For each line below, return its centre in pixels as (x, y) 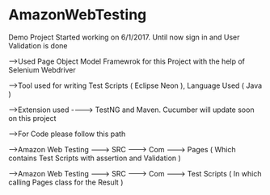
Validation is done (38, 45)
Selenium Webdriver (42, 69)
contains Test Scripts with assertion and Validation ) (95, 158)
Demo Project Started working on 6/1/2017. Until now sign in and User (124, 37)
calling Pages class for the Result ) (66, 182)
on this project (32, 118)
